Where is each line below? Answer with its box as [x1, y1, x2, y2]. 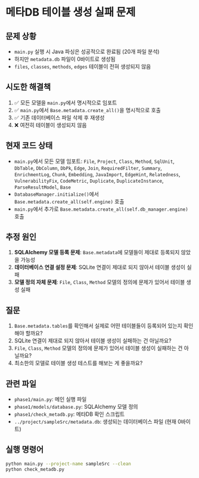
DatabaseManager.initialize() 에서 [14, 190, 99, 198]
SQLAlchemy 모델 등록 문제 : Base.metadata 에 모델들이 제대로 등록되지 [14, 249, 180, 256]
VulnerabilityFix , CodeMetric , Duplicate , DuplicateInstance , [14, 177, 164, 184]
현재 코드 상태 [5, 141, 53, 151]
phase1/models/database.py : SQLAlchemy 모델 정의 [14, 403, 138, 411]
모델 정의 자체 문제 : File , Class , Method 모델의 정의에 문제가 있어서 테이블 [14, 279, 185, 286]
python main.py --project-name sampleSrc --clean [5, 461, 132, 467]
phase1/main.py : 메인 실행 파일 [14, 396, 87, 403]
